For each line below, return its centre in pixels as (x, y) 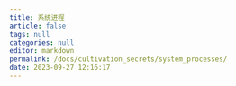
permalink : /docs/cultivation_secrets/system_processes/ (118, 59)
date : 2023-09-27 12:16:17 (60, 68)
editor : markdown (42, 51)
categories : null (42, 43)
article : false (38, 26)
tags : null (30, 34)
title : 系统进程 (37, 17)
